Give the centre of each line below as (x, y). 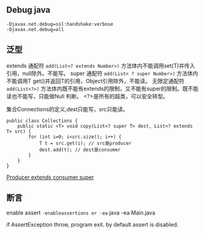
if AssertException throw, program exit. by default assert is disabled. (92, 225)
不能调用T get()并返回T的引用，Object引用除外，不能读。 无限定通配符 (95, 81)
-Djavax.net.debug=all (35, 29)
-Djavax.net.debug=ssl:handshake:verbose (60, 24)
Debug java (28, 10)
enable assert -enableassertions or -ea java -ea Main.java (81, 213)
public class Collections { (42, 121)
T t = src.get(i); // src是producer (85, 143)
